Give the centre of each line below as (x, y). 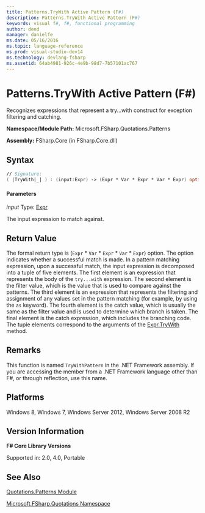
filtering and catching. (34, 117)
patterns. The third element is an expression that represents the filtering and (102, 292)
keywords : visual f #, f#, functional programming (71, 23)
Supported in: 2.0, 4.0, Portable (46, 458)
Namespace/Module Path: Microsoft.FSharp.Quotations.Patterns (88, 129)
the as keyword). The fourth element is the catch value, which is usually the (101, 305)
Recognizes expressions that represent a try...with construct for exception (99, 110)
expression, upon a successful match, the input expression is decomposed (100, 266)
